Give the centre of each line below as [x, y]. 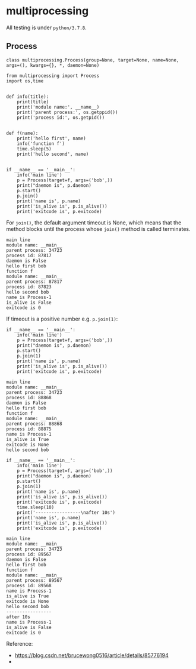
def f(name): [22, 133]
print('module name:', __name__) [58, 107]
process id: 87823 [29, 287]
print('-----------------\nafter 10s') [66, 512]
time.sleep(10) [36, 507]
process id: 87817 [29, 255]
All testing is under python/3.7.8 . [47, 27]
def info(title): [28, 97]
